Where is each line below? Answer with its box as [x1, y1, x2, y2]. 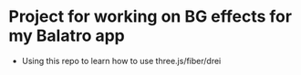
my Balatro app [8, 25, 125, 46]
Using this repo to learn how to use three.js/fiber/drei [21, 55, 222, 66]
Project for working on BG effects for [8, 6, 293, 27]
